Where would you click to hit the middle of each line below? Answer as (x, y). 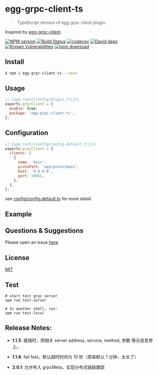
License (17, 258)
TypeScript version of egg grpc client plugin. (62, 22)
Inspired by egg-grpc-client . (33, 32)
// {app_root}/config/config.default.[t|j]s (51, 144)
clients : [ (20, 153)
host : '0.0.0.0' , (35, 171)
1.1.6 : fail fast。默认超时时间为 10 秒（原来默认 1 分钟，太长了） (75, 356)
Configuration (27, 133)
